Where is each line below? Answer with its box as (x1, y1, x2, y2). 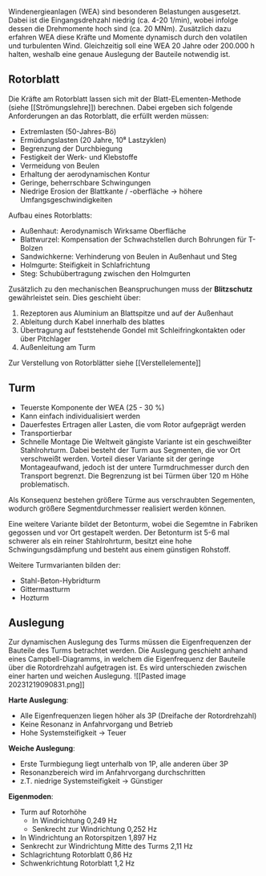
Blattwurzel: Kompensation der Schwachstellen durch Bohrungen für (19, 234, 247, 244)
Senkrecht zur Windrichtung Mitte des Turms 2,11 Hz (19, 841, 194, 851)
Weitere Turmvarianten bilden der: (8, 560, 121, 569)
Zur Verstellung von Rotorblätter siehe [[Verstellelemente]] (8, 357, 202, 368)
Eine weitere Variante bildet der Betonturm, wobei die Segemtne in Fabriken (8, 519, 258, 528)
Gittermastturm (19, 584, 71, 593)
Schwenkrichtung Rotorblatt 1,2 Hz (19, 858, 135, 868)
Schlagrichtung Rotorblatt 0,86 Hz (19, 850, 133, 860)
